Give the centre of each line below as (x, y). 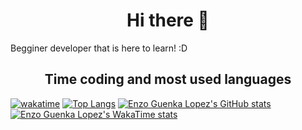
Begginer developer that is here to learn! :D (99, 48)
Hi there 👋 (168, 20)
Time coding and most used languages (168, 79)
